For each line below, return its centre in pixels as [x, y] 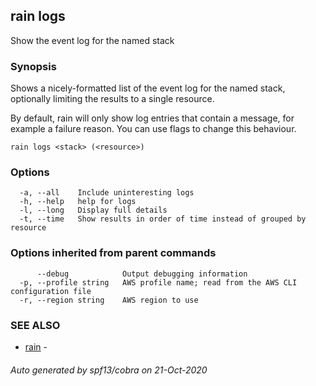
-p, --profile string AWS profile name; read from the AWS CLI [158, 282]
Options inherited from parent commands [113, 253]
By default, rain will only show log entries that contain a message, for [152, 118]
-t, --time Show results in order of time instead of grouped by [163, 219]
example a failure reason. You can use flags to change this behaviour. [153, 129]
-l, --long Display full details [93, 210]
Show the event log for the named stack [92, 40]
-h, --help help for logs [78, 202]
